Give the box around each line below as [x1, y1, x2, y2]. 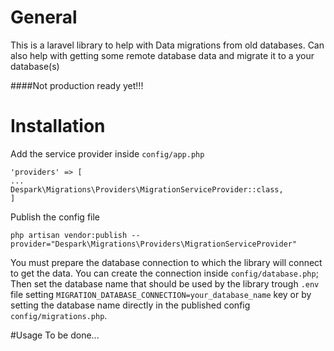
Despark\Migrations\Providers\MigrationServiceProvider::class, [10, 184, 284, 195]
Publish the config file [10, 211, 101, 223]
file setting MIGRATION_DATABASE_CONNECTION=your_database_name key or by [10, 288, 312, 300]
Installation [10, 115, 106, 138]
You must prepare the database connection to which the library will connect [10, 256, 323, 268]
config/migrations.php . [10, 309, 108, 321]
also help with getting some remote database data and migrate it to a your [10, 49, 315, 61]
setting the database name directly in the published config [10, 299, 251, 311]
